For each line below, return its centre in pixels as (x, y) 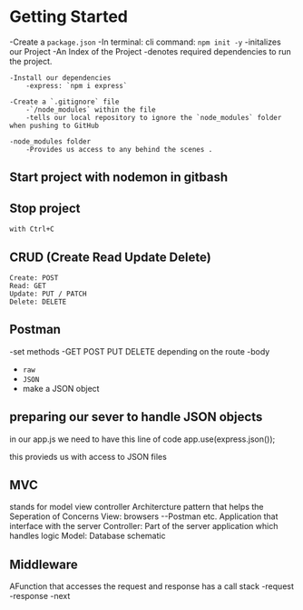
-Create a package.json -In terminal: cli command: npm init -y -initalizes (145, 42)
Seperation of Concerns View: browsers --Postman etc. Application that (144, 516)
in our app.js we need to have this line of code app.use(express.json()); (142, 439)
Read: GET (28, 285)
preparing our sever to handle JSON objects (136, 417)
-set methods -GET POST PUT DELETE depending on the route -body (140, 351)
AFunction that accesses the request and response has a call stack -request (152, 586)
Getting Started (69, 17)
